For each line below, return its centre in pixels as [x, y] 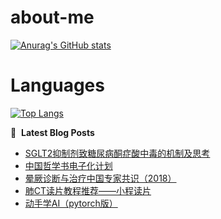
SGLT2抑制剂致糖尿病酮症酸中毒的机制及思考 [117, 153]
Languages [57, 85]
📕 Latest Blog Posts [52, 132]
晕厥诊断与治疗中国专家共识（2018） [100, 178]
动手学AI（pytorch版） [71, 203]
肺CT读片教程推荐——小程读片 [88, 190]
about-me [52, 17]
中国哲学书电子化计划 [68, 165]
